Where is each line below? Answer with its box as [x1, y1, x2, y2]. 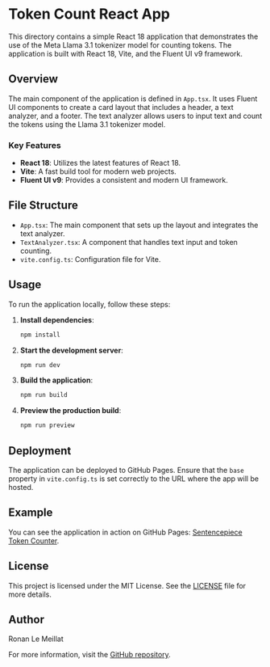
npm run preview [19, 421, 75, 429]
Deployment [8, 444, 72, 458]
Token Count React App [8, 5, 171, 23]
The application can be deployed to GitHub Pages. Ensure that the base [8, 465, 244, 475]
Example [8, 506, 53, 520]
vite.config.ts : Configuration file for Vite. [19, 254, 161, 264]
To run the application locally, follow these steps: [8, 299, 171, 309]
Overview [8, 72, 59, 86]
